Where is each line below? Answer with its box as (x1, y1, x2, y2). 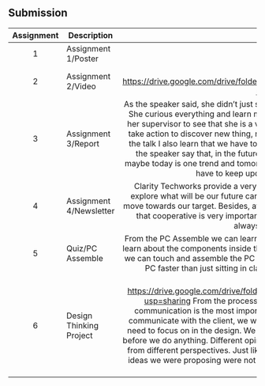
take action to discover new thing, (128, 128, 254, 139)
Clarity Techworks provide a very (133, 180, 257, 191)
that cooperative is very (136, 210, 224, 221)
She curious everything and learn (129, 108, 252, 119)
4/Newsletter (66, 205, 115, 216)
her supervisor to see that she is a (127, 118, 253, 129)
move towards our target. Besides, (123, 200, 251, 211)
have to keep (196, 168, 244, 179)
